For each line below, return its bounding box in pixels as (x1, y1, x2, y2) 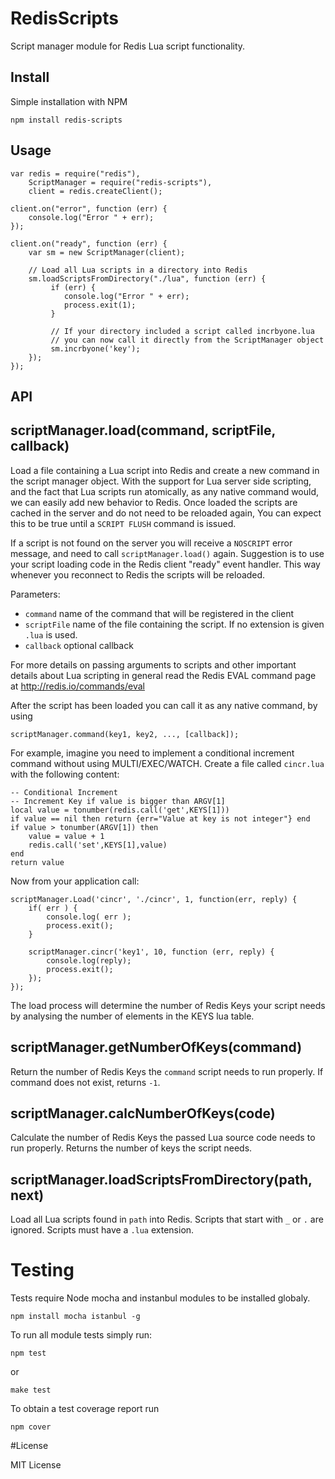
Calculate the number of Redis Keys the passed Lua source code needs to (10, 1132, 316, 1144)
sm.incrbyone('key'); (50, 343, 141, 354)
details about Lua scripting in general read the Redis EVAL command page (10, 669, 317, 681)
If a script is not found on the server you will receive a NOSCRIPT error (10, 537, 293, 549)
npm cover (10, 1422, 52, 1432)
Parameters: (10, 588, 61, 600)
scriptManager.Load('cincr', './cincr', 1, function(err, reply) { (10, 894, 298, 904)
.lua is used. (24, 628, 78, 641)
